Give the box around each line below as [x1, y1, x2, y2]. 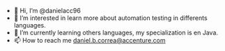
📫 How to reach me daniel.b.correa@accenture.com [13, 37, 166, 44]
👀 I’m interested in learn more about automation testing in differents [13, 14, 208, 22]
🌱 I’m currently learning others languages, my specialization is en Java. [13, 28, 218, 37]
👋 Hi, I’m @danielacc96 [13, 7, 82, 14]
